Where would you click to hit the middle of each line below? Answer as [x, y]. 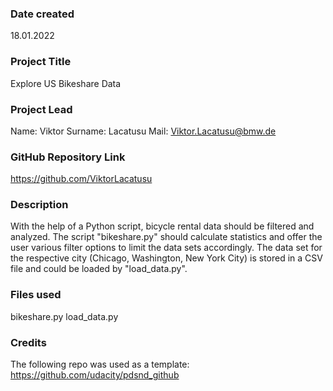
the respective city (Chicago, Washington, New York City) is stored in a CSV [166, 258]
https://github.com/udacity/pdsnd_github [95, 375]
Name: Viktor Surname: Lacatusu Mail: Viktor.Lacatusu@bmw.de [143, 131]
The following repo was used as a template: [100, 364]
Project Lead [41, 109]
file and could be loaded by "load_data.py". [99, 269]
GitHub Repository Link [68, 157]
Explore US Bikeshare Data [66, 83]
